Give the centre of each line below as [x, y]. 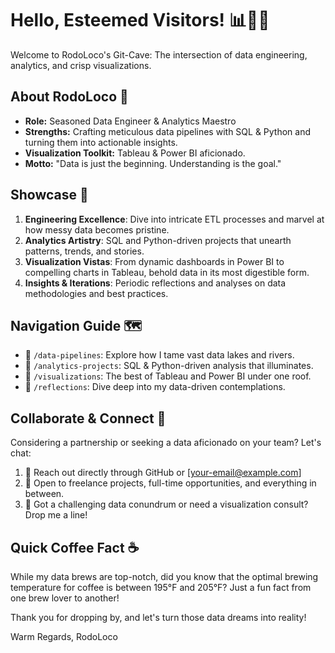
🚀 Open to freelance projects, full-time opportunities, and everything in [170, 483]
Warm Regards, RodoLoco [64, 636]
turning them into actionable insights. [101, 142]
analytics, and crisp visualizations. [81, 65]
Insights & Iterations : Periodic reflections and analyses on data [155, 283]
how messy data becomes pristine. [97, 229]
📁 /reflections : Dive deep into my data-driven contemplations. [155, 387]
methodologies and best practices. [96, 293]
